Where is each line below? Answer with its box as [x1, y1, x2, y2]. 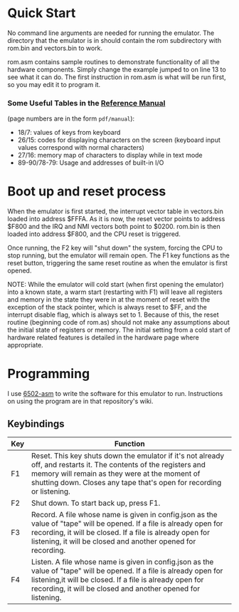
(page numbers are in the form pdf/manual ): [7, 114, 135, 123]
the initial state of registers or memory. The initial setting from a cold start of [7, 326, 231, 335]
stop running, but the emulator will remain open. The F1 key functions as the [7, 251, 230, 260]
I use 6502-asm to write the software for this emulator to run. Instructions [7, 389, 223, 398]
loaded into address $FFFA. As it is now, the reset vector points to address [7, 215, 225, 223]
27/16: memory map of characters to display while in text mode [17, 151, 203, 160]
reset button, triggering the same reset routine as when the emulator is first [7, 259, 228, 267]
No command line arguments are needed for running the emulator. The [7, 29, 215, 37]
